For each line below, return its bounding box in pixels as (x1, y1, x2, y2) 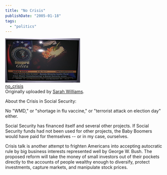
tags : (5, 18, 16, 23)
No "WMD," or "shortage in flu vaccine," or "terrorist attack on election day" (5, 108, 161, 114)
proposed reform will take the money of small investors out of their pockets (5, 154, 160, 160)
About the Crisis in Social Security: (5, 98, 77, 104)
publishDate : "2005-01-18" (5, 13, 61, 18)
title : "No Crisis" (5, 8, 46, 13)
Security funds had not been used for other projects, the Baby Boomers (5, 128, 153, 134)
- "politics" (9, 24, 37, 29)
